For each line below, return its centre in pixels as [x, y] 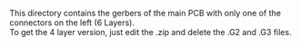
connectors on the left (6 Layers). [72, 23]
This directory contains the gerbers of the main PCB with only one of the [145, 13]
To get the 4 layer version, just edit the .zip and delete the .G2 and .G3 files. [151, 32]
